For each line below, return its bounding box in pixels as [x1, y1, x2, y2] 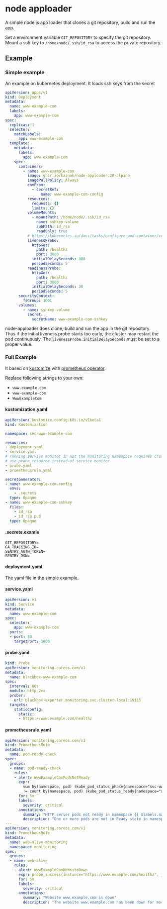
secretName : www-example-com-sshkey [31, 316, 108, 321]
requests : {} [31, 201, 59, 206]
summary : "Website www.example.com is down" [23, 895, 117, 901]
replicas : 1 [9, 122, 35, 127]
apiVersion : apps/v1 [5, 90, 48, 95]
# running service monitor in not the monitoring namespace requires [5, 454, 153, 459]
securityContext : [18, 294, 55, 299]
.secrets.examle [5, 529, 40, 535]
